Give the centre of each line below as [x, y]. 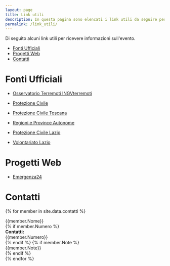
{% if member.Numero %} [32, 227]
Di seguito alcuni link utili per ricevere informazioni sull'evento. [70, 38]
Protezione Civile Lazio [36, 132]
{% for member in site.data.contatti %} [46, 211]
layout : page [19, 10]
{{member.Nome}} [25, 221]
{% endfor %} [20, 259]
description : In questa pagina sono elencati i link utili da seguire [81, 19]
